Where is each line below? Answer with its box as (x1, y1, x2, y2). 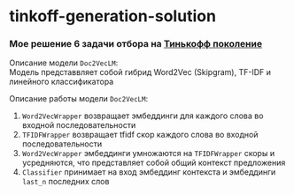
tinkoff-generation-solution (9, 6, 217, 26)
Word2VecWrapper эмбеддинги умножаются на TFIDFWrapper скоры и (21, 148, 275, 159)
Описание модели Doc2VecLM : (9, 57, 119, 68)
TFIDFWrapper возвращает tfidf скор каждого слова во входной (21, 130, 259, 140)
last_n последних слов (21, 176, 110, 187)
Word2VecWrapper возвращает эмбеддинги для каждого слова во (21, 110, 264, 121)
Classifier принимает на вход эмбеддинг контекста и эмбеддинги (21, 167, 276, 177)
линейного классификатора (9, 77, 114, 87)
